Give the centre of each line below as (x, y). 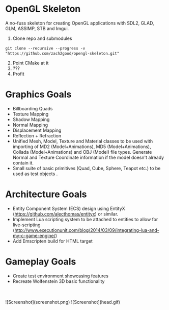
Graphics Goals (38, 94)
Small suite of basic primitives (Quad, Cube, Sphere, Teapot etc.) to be (87, 168)
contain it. (23, 163)
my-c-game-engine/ (34, 235)
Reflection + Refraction (37, 135)
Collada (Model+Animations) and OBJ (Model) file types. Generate (82, 152)
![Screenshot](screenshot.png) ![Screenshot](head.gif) (63, 302)
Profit (18, 74)
